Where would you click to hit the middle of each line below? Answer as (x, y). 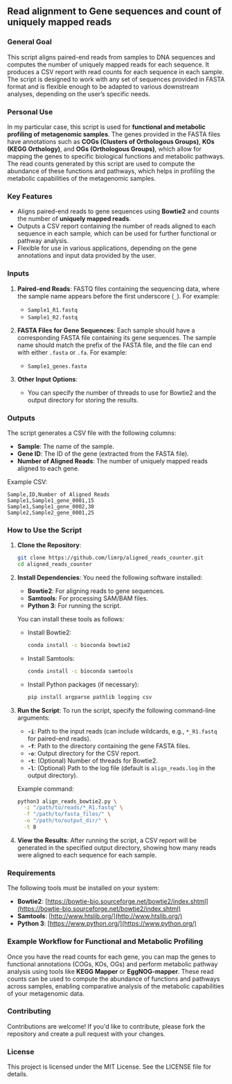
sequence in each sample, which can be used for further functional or (117, 233)
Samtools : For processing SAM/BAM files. (88, 598)
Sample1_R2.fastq (53, 317)
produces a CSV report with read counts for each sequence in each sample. (116, 71)
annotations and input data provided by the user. (87, 256)
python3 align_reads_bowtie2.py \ (67, 801)
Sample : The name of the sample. (65, 446)
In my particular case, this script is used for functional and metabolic (106, 127)
